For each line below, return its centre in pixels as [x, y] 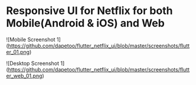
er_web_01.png [24, 76]
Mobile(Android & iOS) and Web [86, 23]
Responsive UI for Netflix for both [89, 11]
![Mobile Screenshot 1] [33, 39]
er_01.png [18, 52]
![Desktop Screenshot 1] [35, 63]
